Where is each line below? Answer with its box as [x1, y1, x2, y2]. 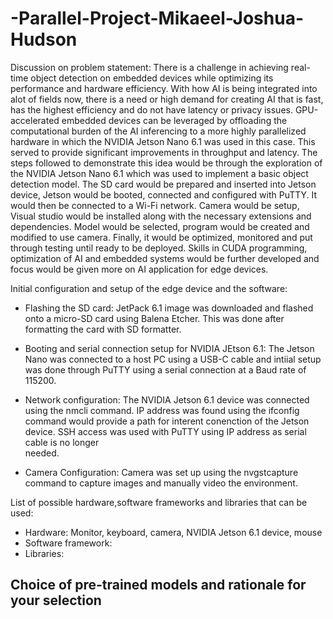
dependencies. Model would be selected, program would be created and [10, 220, 310, 232]
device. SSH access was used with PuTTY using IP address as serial [24, 425, 307, 437]
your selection [10, 592, 102, 609]
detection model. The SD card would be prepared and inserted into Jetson [10, 178, 317, 190]
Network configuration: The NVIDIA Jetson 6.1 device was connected [24, 393, 310, 406]
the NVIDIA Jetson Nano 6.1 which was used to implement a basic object [10, 167, 309, 179]
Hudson [10, 28, 78, 51]
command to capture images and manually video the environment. [24, 477, 298, 489]
